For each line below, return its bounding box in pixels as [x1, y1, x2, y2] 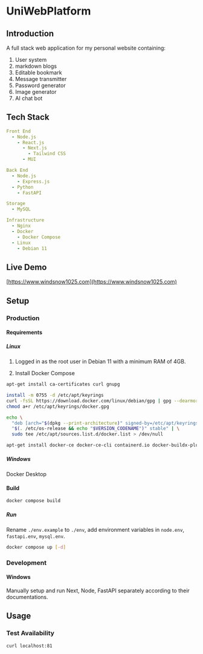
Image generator [14, 88, 57, 95]
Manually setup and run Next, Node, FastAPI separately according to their [6, 587, 190, 594]
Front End [6, 128, 31, 134]
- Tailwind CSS [28, 151, 66, 157]
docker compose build [6, 498, 61, 504]
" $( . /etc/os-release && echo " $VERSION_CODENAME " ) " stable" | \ [11, 425, 180, 432]
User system [14, 56, 47, 63]
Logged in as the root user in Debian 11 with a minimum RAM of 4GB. [14, 358, 186, 365]
